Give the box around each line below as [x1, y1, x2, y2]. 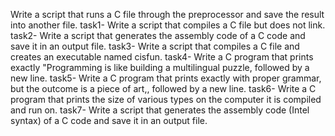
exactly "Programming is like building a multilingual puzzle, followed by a [10, 62, 310, 73]
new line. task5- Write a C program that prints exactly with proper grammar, [10, 72, 322, 84]
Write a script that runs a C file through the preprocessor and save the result [10, 9, 325, 20]
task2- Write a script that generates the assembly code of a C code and [10, 30, 306, 41]
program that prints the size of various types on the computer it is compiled [10, 94, 322, 105]
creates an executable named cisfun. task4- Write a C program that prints [10, 51, 314, 63]
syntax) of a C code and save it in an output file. [10, 115, 208, 126]
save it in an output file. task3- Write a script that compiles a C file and [10, 40, 300, 52]
